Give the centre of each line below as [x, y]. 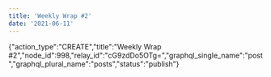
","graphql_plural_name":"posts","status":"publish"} [94, 64]
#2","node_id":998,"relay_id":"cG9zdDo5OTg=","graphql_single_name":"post [135, 55]
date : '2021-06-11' [41, 24]
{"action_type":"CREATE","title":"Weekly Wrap [85, 46]
